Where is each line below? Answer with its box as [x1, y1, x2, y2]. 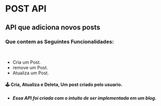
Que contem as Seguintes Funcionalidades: [5, 38, 115, 45]
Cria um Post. [12, 59, 41, 65]
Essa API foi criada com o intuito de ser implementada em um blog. [12, 95, 157, 101]
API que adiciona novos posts [5, 23, 100, 32]
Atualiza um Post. [12, 70, 49, 76]
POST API [5, 3, 47, 15]
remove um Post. [12, 64, 48, 70]
